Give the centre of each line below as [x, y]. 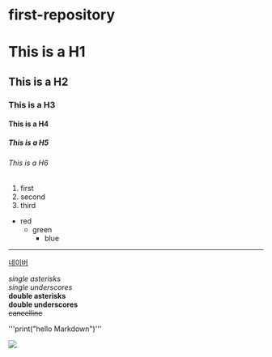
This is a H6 [28, 163]
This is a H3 [32, 104]
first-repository [62, 15]
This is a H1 [47, 52]
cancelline [25, 312]
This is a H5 [29, 142]
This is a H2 [38, 81]
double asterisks [37, 295]
